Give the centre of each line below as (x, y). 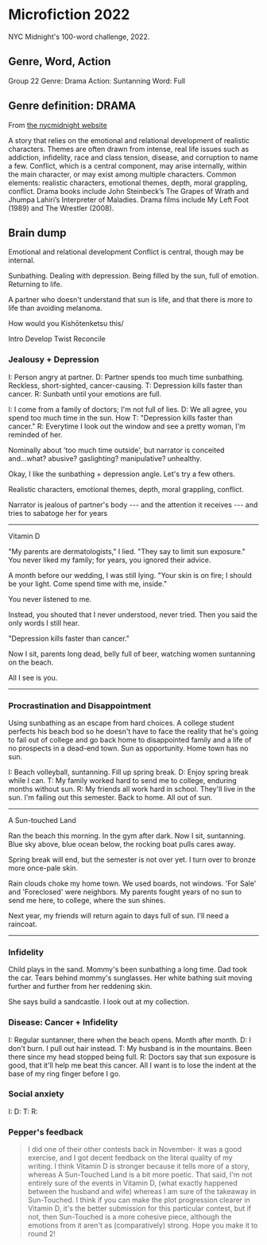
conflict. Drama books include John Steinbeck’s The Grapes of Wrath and (128, 191)
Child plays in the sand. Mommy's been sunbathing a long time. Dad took (128, 970)
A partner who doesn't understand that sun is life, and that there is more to (130, 300)
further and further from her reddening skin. (80, 987)
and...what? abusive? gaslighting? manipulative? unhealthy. (105, 458)
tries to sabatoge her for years (58, 513)
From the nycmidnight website (58, 125)
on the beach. (31, 662)
